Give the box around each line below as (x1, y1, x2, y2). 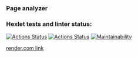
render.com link (6, 45, 44, 52)
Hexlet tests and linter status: (6, 19, 92, 28)
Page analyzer (6, 4, 48, 12)
